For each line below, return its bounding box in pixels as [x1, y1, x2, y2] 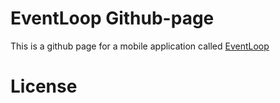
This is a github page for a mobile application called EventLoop [10, 40, 270, 52]
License [10, 75, 78, 98]
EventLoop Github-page [10, 7, 215, 30]
